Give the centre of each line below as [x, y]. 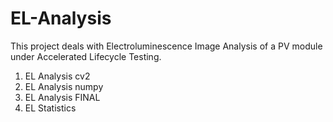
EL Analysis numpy [64, 86]
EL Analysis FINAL [62, 97]
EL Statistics [50, 108]
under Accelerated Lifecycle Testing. [86, 56]
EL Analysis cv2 [57, 76]
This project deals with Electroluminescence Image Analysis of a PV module [166, 46]
